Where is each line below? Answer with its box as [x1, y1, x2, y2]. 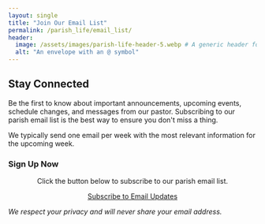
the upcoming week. [8, 139, 75, 148]
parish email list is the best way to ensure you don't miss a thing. [8, 115, 218, 125]
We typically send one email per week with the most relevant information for [8, 130, 256, 140]
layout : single [8, 11, 58, 20]
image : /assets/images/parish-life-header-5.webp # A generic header [15, 41, 248, 49]
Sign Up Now [8, 159, 59, 170]
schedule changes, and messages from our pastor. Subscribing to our [8, 106, 235, 116]
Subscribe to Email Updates [87, 192, 178, 201]
